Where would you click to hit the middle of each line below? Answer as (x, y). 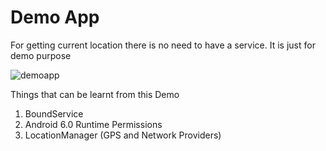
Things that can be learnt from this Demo (95, 94)
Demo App (55, 17)
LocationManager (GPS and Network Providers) (123, 135)
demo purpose (41, 55)
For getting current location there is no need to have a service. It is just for (163, 45)
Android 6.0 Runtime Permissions (93, 124)
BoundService (54, 113)
